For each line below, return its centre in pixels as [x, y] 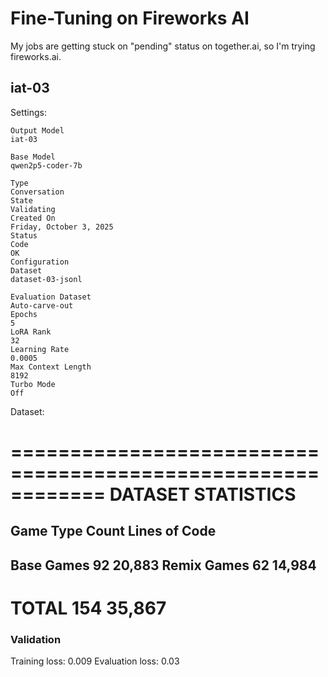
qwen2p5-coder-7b [46, 165]
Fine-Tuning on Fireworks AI [130, 18]
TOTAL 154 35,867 [88, 608]
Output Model [37, 130]
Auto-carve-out [42, 305]
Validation [36, 639]
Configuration [40, 262]
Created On [33, 218]
